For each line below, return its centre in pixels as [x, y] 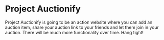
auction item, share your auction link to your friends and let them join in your [82, 27]
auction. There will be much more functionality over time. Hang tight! [74, 32]
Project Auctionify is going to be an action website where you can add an [79, 22]
